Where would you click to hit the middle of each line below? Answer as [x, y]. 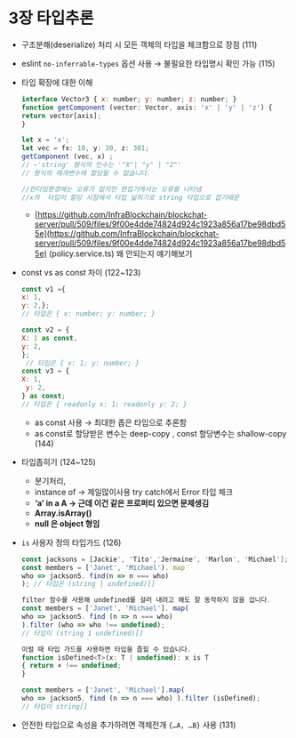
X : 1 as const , [49, 338]
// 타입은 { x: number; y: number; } [88, 314]
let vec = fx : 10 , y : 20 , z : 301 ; [85, 148]
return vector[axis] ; [61, 116]
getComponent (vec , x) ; [67, 156]
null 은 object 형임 [67, 523]
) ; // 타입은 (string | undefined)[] [88, 584]
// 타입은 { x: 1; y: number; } [82, 363]
